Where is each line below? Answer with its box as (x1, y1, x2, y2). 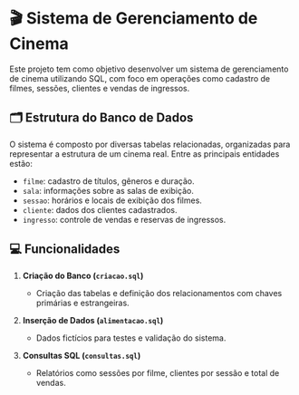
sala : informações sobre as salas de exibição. (22, 185, 195, 196)
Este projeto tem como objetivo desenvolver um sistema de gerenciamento (9, 63, 289, 74)
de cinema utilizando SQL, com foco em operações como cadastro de (9, 72, 271, 83)
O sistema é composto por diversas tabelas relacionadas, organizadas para (9, 139, 291, 149)
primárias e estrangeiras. (35, 297, 130, 308)
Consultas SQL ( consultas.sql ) (22, 350, 141, 361)
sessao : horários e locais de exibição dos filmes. (22, 195, 202, 206)
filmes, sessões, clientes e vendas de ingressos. (9, 82, 190, 93)
